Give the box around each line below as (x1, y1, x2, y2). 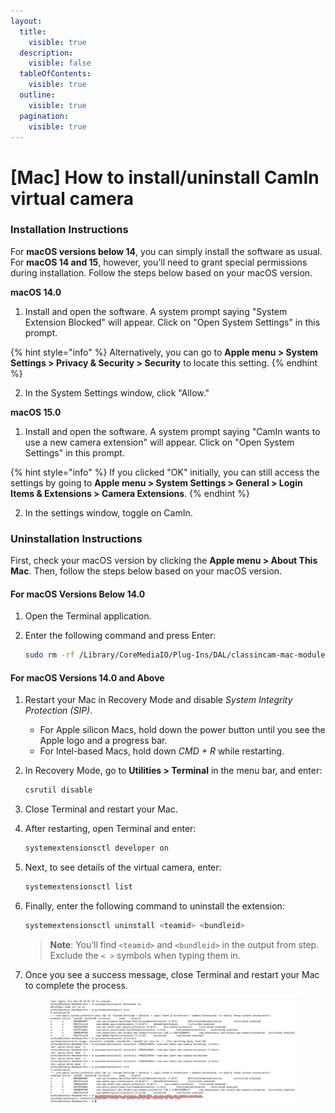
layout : (10, 16, 43, 26)
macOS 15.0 (10, 406, 62, 418)
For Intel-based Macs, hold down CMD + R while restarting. (39, 745, 285, 757)
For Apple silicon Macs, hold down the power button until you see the (39, 724, 326, 736)
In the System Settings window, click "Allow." (24, 386, 210, 399)
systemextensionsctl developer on (24, 843, 169, 854)
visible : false (28, 58, 92, 69)
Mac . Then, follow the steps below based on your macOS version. (10, 565, 283, 577)
